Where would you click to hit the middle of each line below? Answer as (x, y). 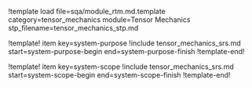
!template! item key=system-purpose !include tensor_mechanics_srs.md (124, 43)
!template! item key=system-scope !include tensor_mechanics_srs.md (121, 67)
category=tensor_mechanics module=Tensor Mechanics (99, 20)
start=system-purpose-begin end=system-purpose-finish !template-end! (126, 51)
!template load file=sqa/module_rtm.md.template (87, 11)
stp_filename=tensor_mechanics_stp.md (73, 28)
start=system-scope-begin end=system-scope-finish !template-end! (119, 75)
